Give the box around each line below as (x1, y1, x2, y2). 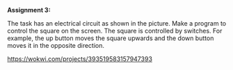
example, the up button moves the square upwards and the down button (7, 34, 214, 42)
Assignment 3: (7, 6, 51, 14)
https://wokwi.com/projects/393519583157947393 (7, 55, 153, 63)
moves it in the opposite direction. (7, 42, 105, 49)
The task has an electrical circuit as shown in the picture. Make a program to (7, 19, 227, 27)
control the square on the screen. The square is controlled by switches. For (7, 27, 223, 35)
